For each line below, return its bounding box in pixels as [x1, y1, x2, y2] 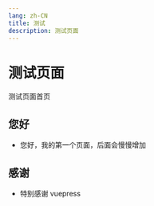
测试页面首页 [8, 91, 50, 101]
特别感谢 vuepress [19, 188, 81, 198]
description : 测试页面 [8, 26, 79, 34]
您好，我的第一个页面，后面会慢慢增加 [19, 140, 146, 150]
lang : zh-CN [8, 11, 48, 20]
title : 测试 [8, 19, 45, 27]
